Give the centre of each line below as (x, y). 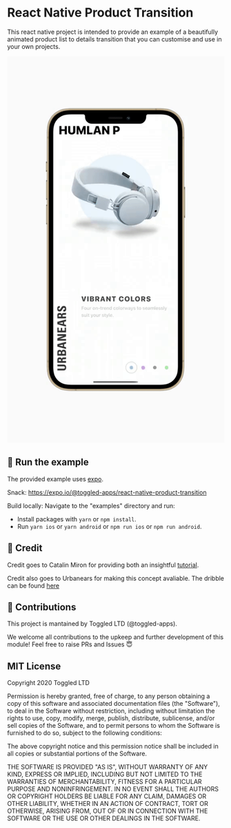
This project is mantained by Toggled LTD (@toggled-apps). (92, 624)
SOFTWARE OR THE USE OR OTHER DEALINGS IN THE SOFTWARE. (104, 818)
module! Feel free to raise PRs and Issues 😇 (70, 644)
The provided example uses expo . (55, 479)
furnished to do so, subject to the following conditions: (84, 733)
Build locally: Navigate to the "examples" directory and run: (91, 506)
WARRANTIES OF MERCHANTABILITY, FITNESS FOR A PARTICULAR (104, 782)
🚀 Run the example (48, 462)
